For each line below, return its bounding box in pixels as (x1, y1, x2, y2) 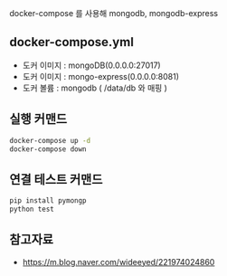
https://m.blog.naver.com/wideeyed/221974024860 (22, 256, 215, 267)
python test (9, 205, 54, 214)
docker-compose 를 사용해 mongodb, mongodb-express (9, 8, 219, 18)
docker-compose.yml (9, 34, 134, 50)
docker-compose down (9, 144, 88, 154)
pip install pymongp (9, 196, 88, 205)
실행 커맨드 (9, 111, 68, 127)
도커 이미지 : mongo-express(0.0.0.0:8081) (22, 71, 179, 81)
